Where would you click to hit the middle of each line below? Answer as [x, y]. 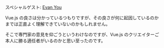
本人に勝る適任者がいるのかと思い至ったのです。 [55, 41]
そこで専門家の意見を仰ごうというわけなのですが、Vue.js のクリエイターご [82, 34]
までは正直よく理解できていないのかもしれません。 [58, 24]
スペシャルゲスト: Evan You [33, 7]
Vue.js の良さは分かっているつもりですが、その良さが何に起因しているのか [82, 18]
